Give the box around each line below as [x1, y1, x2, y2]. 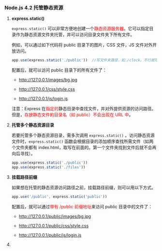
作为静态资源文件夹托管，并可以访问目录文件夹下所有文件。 [15, 32, 135, 37]
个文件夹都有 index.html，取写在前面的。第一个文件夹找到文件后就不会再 [11, 145, 157, 151]
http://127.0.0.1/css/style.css [18, 86, 75, 92]
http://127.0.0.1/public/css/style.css [18, 222, 89, 229]
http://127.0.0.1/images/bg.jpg [18, 77, 78, 83]
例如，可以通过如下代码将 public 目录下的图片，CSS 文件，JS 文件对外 [11, 42, 153, 48]
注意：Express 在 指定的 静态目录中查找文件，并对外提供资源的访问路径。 [11, 106, 156, 112]
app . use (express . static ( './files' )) [11, 165, 86, 170]
